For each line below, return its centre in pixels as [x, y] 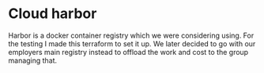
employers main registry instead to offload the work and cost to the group [128, 52]
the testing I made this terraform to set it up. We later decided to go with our [132, 43]
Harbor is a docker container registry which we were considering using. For [131, 35]
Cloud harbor [53, 14]
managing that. [33, 60]
